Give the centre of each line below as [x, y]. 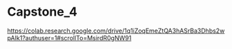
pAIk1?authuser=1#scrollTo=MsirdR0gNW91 [69, 37]
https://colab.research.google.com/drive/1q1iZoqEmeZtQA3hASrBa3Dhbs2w [116, 31]
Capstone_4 [42, 12]
